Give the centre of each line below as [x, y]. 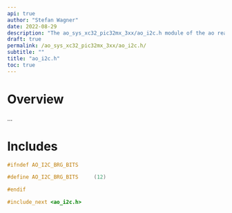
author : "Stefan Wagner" [43, 20]
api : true [21, 13]
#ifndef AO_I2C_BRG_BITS [43, 165]
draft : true [24, 39]
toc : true [21, 65]
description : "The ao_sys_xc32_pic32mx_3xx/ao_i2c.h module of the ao [111, 33]
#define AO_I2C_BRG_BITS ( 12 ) [57, 177]
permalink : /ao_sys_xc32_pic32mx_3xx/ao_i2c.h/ [77, 46]
